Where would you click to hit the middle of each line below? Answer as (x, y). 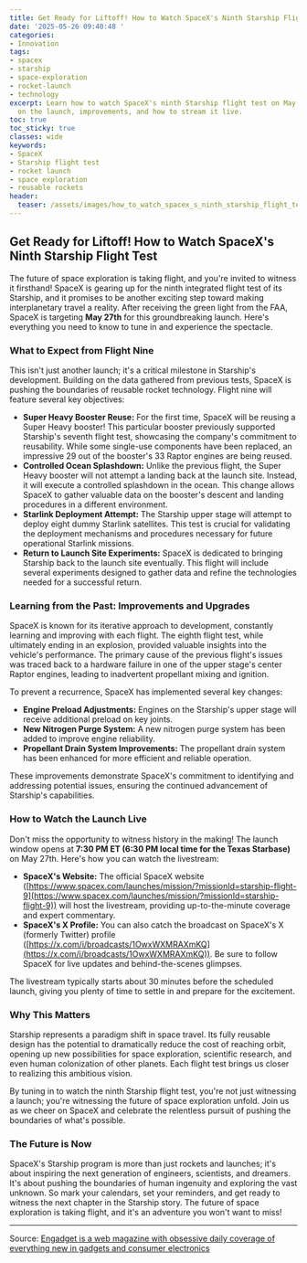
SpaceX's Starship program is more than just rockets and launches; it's (143, 1164)
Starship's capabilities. (52, 795)
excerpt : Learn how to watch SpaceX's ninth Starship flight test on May (153, 103)
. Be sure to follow (244, 954)
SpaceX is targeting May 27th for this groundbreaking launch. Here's (139, 317)
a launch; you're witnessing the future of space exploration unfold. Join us (149, 1100)
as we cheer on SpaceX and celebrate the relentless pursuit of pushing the (150, 1110)
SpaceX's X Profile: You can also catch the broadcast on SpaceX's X (153, 925)
